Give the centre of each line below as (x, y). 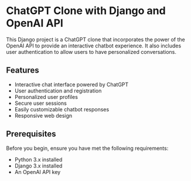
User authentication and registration (58, 90)
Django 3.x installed (38, 166)
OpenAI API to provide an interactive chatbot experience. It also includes (94, 46)
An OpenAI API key (37, 172)
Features (23, 71)
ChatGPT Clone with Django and (86, 11)
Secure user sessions (41, 103)
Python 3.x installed (38, 159)
